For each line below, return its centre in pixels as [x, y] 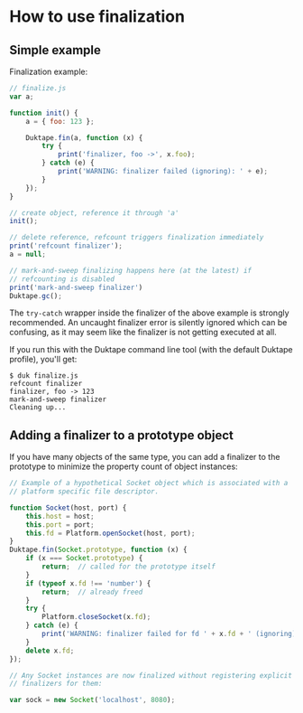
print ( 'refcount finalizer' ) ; [66, 246]
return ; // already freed [92, 592]
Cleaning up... [38, 408]
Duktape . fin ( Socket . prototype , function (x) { [98, 550]
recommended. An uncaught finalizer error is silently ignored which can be [148, 323]
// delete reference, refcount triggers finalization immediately [137, 238]
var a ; [22, 97]
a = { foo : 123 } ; [60, 121]
